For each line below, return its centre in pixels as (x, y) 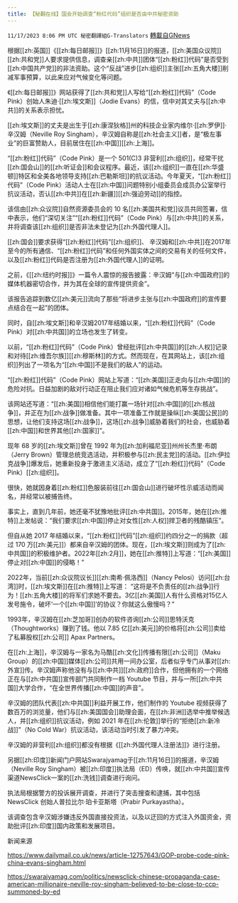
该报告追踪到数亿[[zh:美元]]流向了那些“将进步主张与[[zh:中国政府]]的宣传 (114, 298)
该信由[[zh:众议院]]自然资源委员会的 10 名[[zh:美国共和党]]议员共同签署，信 (118, 209)
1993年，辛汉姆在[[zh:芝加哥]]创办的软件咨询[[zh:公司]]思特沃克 (101, 619)
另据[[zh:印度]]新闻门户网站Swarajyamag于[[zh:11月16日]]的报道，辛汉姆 (113, 760)
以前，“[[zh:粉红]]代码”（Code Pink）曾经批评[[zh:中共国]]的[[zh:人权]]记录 (118, 347)
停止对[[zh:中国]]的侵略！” (46, 562)
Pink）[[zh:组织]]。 (35, 472)
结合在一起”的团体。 (43, 308)
